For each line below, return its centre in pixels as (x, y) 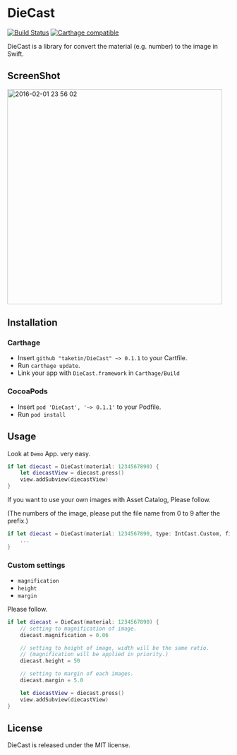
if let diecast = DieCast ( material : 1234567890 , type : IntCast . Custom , (115, 534)
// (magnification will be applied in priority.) (95, 655)
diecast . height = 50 (50, 661)
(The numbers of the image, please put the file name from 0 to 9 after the (114, 513)
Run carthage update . (49, 366)
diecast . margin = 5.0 (51, 680)
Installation (32, 323)
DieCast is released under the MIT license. (69, 745)
